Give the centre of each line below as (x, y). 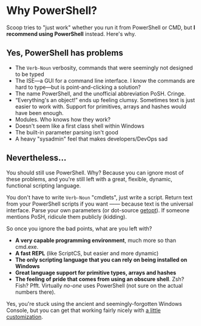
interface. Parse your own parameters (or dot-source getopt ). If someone (98, 210)
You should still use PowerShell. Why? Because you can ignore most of (95, 172)
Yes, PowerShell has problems (65, 53)
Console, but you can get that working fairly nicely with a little (83, 310)
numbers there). (35, 292)
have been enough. (39, 113)
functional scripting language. (44, 186)
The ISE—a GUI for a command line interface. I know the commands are (105, 80)
